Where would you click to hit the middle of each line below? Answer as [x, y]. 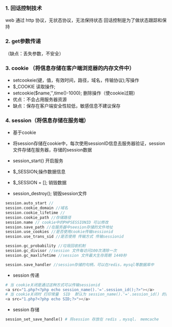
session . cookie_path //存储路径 [38, 217]
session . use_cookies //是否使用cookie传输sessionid [59, 232]
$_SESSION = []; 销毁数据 [40, 183]
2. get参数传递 [23, 41]
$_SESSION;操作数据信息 [39, 172]
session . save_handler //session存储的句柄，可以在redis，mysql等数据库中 [80, 265]
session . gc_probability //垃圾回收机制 [46, 246]
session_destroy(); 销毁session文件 [50, 194]
